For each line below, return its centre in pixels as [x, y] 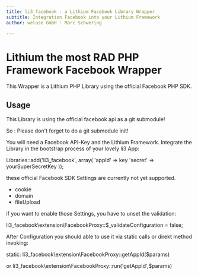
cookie [23, 189]
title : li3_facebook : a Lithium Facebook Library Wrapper [81, 12]
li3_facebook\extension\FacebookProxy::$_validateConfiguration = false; [95, 225]
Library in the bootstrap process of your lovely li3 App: [73, 148]
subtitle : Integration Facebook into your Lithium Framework [83, 17]
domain [24, 196]
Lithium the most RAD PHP [73, 57]
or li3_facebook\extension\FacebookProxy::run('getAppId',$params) [89, 266]
